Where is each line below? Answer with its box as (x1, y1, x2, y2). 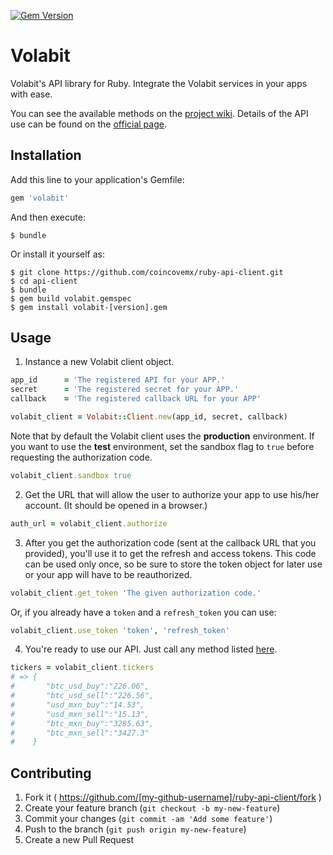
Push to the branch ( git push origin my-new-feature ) (24, 823, 247, 835)
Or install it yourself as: (10, 248, 105, 260)
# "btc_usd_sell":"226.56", (10, 691, 155, 701)
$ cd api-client (10, 276, 78, 286)
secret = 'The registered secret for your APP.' (10, 385, 240, 395)
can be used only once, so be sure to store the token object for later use (24, 558, 323, 570)
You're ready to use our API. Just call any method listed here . (24, 643, 278, 655)
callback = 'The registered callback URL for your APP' (10, 394, 262, 404)
